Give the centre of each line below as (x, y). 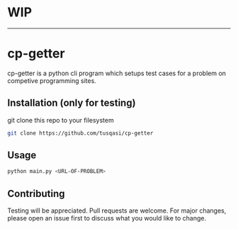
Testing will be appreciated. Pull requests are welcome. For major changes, (117, 211)
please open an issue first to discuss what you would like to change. (107, 218)
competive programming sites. (52, 80)
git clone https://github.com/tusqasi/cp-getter (80, 133)
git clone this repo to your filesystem (61, 120)
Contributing (36, 193)
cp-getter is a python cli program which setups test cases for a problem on (117, 73)
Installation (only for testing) (72, 103)
